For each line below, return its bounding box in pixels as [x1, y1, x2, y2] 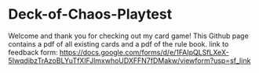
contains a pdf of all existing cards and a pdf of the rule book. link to [8, 39, 229, 48]
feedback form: [8, 47, 58, 57]
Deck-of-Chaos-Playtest [8, 5, 173, 23]
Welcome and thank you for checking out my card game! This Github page [8, 31, 249, 40]
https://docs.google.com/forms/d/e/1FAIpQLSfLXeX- [59, 47, 229, 57]
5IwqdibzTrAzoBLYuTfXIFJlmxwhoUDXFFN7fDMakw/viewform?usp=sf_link [8, 56, 251, 65]
